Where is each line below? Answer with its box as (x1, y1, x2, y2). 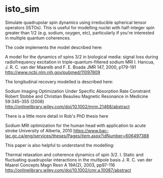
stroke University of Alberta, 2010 (5, 127, 72, 133)
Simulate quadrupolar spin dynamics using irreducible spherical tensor (5, 19, 147, 25)
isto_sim (5, 3, 40, 15)
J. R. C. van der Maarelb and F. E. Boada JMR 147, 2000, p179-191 (5, 64, 136, 70)
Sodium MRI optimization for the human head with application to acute (5, 123, 146, 128)
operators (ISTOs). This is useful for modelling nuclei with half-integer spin (5, 24, 155, 30)
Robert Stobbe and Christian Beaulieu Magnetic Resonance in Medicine (5, 93, 148, 99)
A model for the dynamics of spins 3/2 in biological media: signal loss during (5, 53, 159, 59)
